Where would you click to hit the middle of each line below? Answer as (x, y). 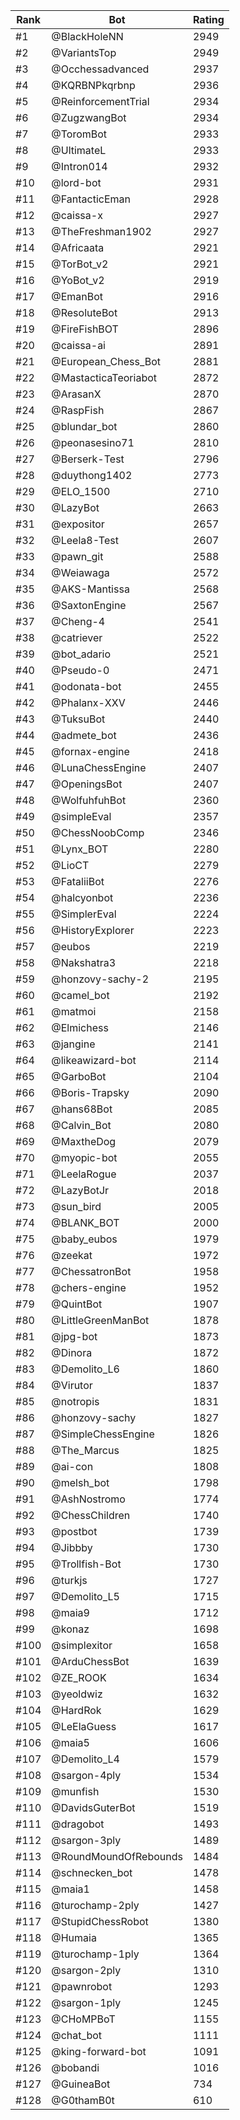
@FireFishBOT (85, 329)
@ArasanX (76, 394)
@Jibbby (72, 1547)
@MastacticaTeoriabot (104, 377)
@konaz (70, 1629)
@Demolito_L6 (85, 1369)
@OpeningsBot (87, 784)
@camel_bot (80, 995)
